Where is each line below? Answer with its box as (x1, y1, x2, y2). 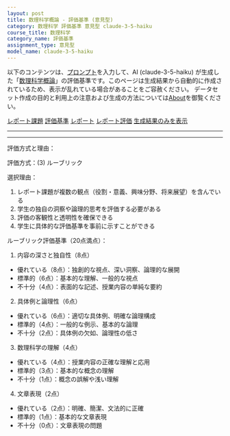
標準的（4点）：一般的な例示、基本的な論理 (16, 320, 138, 329)
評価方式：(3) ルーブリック (7, 158, 83, 166)
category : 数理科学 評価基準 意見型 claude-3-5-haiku (7, 23, 153, 29)
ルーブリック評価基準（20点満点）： (7, 236, 107, 244)
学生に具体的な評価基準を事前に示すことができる (16, 222, 155, 230)
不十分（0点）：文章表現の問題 (16, 421, 103, 429)
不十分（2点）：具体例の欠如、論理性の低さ (16, 329, 138, 337)
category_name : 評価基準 (7, 36, 74, 42)
